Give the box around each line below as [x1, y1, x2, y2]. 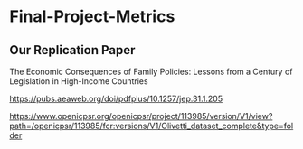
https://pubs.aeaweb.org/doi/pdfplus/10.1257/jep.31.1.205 [9, 93, 223, 104]
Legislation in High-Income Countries [9, 76, 148, 87]
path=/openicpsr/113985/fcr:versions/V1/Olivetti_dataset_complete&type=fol [9, 120, 294, 131]
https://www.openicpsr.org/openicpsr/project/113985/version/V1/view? [9, 111, 273, 121]
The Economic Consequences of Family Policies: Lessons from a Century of [9, 66, 293, 77]
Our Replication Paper [9, 42, 136, 58]
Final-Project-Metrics [9, 6, 175, 27]
